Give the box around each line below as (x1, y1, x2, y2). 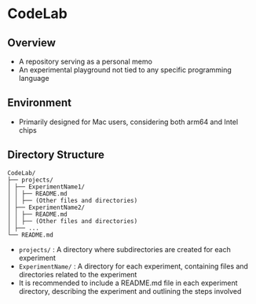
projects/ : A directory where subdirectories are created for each (18, 244, 231, 254)
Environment (7, 96, 72, 110)
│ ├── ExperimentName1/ (7, 182, 86, 191)
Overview (7, 36, 57, 49)
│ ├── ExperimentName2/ (7, 203, 86, 211)
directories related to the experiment (18, 269, 137, 279)
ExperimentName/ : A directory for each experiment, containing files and (18, 261, 249, 271)
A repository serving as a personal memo (18, 57, 152, 66)
